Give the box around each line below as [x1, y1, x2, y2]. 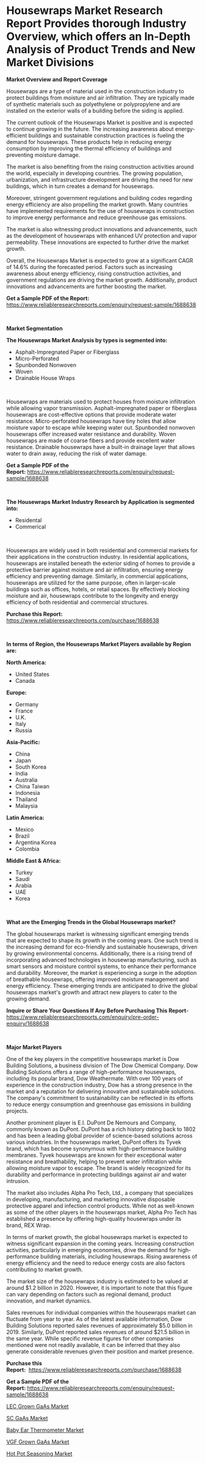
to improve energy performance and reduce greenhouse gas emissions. [6, 214, 187, 221]
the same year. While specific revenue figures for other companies [6, 1334, 174, 1342]
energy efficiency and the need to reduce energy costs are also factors [6, 1259, 185, 1267]
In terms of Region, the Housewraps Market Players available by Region [6, 640, 191, 647]
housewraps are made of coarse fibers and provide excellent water [6, 437, 175, 444]
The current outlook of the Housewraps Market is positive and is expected [6, 118, 193, 126]
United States [15, 670, 50, 678]
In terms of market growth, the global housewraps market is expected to [6, 1233, 188, 1240]
